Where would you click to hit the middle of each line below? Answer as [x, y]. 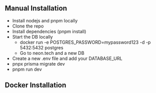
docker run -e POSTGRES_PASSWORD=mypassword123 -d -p [85, 42]
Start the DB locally [32, 37]
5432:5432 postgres [41, 47]
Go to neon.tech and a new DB [52, 53]
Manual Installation [36, 8]
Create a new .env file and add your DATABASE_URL [67, 58]
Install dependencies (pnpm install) [49, 31]
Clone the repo [28, 26]
